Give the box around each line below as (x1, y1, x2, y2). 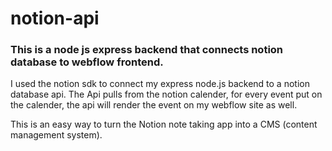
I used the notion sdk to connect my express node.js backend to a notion (10, 78, 310, 90)
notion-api (10, 7, 100, 30)
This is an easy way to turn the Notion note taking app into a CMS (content (10, 118, 318, 131)
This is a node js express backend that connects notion (10, 43, 284, 57)
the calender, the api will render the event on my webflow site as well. (10, 99, 298, 111)
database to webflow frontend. (10, 55, 164, 69)
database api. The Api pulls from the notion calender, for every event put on (10, 88, 323, 101)
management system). (10, 129, 103, 141)
